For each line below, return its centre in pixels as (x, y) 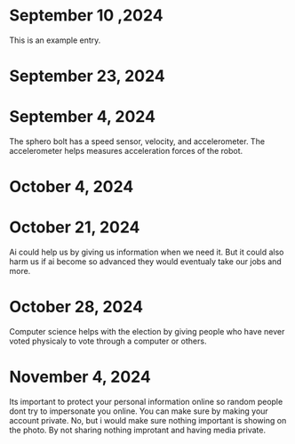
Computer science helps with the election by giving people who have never (147, 332)
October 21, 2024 (75, 227)
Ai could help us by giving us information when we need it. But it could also (147, 252)
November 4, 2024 (80, 377)
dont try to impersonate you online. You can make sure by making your (139, 411)
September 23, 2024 (88, 76)
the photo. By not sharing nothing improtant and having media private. (138, 430)
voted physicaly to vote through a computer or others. (108, 341)
